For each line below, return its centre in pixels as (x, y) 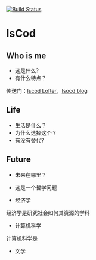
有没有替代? (29, 140)
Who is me (26, 55)
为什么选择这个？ (36, 132)
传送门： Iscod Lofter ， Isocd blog (47, 91)
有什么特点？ (30, 78)
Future (19, 160)
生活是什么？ (30, 125)
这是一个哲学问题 (36, 187)
